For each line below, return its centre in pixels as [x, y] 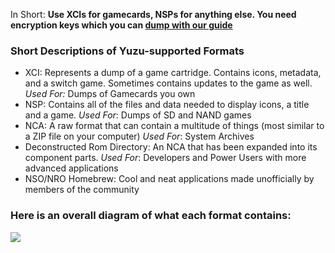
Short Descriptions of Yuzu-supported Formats [127, 51]
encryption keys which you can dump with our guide [121, 25]
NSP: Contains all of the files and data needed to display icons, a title [167, 105]
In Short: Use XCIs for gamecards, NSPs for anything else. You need [153, 14]
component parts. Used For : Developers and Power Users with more [165, 158]
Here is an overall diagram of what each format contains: [151, 216]
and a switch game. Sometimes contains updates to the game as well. [168, 83]
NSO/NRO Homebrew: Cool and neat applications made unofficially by [169, 179]
